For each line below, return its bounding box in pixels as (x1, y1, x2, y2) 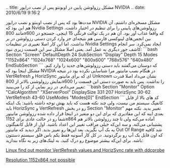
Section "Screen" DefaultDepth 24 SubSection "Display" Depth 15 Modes (6, 51, 158, 58)
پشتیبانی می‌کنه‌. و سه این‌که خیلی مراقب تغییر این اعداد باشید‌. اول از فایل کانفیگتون (6, 121, 162, 127)
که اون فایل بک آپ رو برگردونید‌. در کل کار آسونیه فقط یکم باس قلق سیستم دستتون (6, 132, 163, 138)
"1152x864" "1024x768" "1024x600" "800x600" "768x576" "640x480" (6, 57, 154, 63)
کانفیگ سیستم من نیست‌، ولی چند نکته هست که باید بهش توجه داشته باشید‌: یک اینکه (6, 100, 163, 105)
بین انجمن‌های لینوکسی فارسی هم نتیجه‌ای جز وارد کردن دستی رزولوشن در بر (6, 35, 151, 41)
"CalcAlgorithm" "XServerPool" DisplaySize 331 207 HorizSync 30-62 (6, 89, 151, 95)
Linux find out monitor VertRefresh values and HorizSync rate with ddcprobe (6, 147, 165, 153)
